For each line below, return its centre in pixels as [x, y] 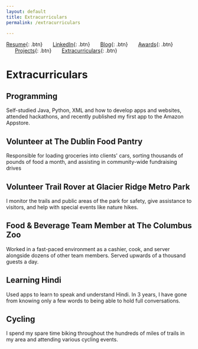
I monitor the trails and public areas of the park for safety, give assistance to [99, 201]
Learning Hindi [34, 280]
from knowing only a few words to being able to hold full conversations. [93, 301]
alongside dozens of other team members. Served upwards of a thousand [96, 255]
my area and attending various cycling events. [62, 340]
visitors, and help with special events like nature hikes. [72, 207]
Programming [32, 96]
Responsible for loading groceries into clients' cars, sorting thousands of [95, 156]
